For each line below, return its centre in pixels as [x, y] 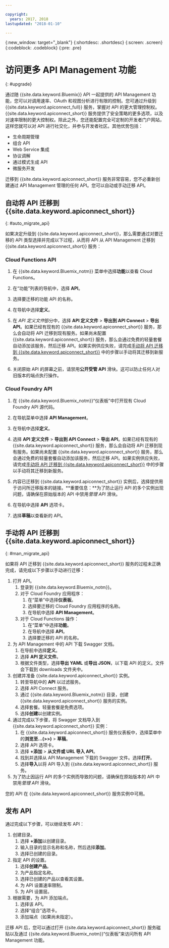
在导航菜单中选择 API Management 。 [51, 418]
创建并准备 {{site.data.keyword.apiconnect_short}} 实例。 [72, 675]
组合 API [21, 143]
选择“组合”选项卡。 [40, 911]
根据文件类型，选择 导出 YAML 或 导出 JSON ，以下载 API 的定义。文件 [92, 663]
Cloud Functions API [31, 260]
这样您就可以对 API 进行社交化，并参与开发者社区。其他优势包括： [74, 126]
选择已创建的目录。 [40, 854]
